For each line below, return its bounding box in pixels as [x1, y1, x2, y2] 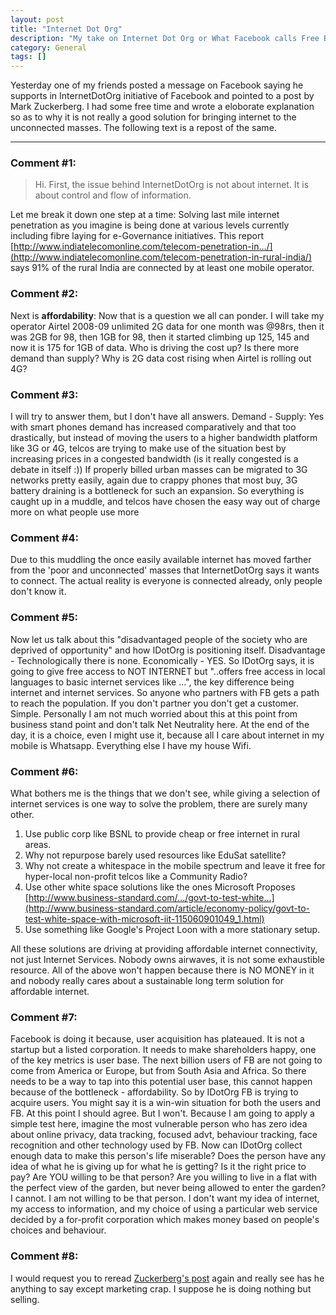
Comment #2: [10, 287, 79, 301]
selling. [10, 1293, 40, 1305]
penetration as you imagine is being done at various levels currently [10, 219, 290, 231]
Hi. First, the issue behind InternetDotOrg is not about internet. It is [34, 179, 310, 191]
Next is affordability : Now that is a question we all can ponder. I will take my [10, 309, 325, 321]
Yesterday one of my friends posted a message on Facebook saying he [10, 79, 304, 91]
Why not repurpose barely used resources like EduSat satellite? [24, 849, 287, 861]
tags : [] [10, 52, 47, 62]
